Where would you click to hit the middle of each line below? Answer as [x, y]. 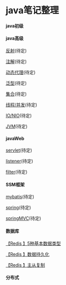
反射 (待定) [16, 50]
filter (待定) [17, 172]
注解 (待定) [16, 61]
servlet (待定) [19, 150]
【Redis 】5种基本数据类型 [33, 243]
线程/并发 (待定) [21, 104]
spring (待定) [18, 208]
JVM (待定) [17, 126]
